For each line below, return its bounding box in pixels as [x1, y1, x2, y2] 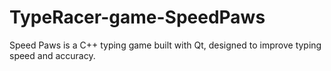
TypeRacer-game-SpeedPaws [9, 6, 266, 29]
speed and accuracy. [9, 49, 96, 61]
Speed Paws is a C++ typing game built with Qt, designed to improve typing [9, 39, 322, 51]
